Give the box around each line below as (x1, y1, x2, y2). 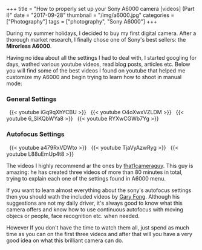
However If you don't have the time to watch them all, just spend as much (6, 223, 189, 231)
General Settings (6, 95, 57, 103)
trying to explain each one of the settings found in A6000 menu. (6, 175, 166, 182)
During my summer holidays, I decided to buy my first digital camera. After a (6, 30, 197, 37)
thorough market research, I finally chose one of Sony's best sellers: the (6, 36, 186, 43)
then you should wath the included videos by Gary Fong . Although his (6, 193, 180, 200)
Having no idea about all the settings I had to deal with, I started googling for (6, 54, 197, 61)
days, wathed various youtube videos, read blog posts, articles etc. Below (6, 60, 191, 68)
